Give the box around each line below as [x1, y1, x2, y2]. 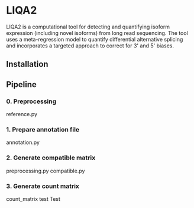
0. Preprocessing [6, 97, 57, 105]
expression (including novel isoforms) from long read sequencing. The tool [6, 29, 188, 36]
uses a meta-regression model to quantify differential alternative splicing [6, 36, 183, 43]
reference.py [6, 111, 37, 118]
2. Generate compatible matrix [6, 153, 96, 162]
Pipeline [6, 79, 37, 89]
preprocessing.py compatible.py [6, 167, 85, 174]
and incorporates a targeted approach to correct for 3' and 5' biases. [6, 42, 174, 49]
